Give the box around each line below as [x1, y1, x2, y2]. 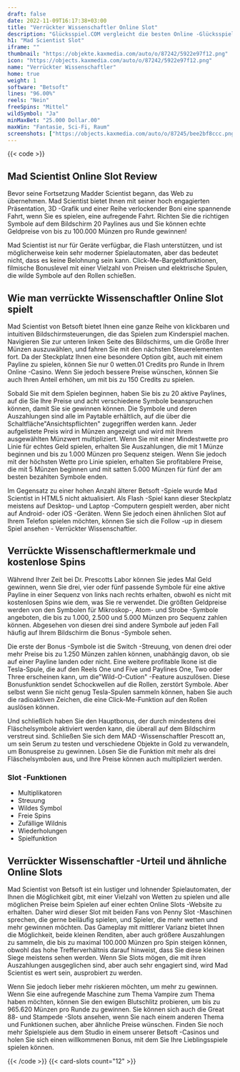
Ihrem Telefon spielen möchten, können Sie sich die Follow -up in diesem [7, 517, 223, 525]
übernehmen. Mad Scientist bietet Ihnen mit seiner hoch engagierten [7, 197, 210, 206]
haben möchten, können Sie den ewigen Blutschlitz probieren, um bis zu [7, 997, 220, 1006]
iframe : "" [7, 44, 40, 51]
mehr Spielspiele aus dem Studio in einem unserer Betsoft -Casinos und [7, 1028, 219, 1036]
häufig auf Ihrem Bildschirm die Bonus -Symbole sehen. [7, 628, 172, 636]
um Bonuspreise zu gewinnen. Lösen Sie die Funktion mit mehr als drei [7, 747, 216, 756]
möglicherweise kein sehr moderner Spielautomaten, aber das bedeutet [7, 249, 219, 257]
